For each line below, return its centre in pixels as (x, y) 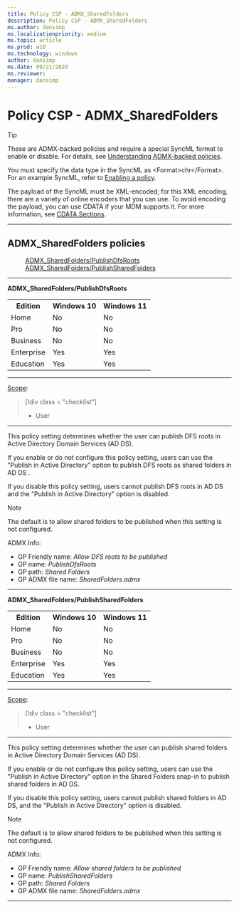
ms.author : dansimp (36, 27)
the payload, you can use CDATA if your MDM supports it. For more (106, 206)
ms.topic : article (34, 41)
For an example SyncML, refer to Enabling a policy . (82, 178)
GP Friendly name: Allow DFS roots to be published (92, 557)
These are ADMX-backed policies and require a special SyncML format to (115, 149)
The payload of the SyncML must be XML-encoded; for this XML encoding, (118, 191)
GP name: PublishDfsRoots (57, 564)
